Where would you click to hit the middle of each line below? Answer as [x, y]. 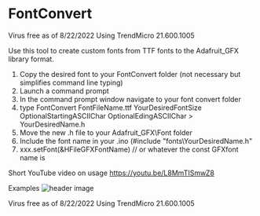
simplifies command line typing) [71, 82]
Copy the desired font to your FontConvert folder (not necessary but [130, 74]
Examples [24, 188]
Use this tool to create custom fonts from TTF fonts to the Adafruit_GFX [124, 50]
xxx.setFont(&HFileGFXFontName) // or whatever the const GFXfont [129, 149]
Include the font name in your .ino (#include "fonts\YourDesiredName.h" [136, 141]
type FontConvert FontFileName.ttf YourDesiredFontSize [110, 108]
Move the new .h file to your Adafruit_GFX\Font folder [106, 132]
